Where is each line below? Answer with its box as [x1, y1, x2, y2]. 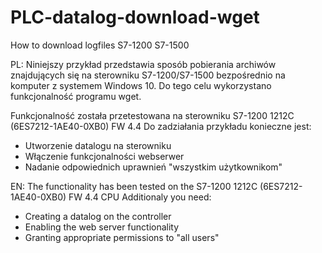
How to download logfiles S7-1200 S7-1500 [10, 39, 190, 51]
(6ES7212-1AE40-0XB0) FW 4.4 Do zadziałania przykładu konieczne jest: [10, 120, 312, 132]
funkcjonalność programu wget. [10, 90, 142, 102]
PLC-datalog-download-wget [10, 6, 260, 29]
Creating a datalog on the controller [24, 210, 172, 222]
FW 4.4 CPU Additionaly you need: [68, 191, 212, 203]
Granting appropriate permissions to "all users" [24, 231, 220, 243]
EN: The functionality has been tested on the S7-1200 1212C [10, 180, 258, 192]
